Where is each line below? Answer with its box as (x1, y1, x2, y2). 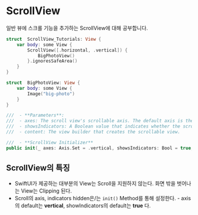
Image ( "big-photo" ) (27, 90, 75, 97)
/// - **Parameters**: (6, 112, 65, 119)
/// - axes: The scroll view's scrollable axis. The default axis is (6, 118, 183, 124)
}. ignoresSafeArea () (27, 58, 78, 64)
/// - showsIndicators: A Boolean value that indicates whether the (6, 123, 181, 129)
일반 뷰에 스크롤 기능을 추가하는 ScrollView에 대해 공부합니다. (6, 24, 148, 31)
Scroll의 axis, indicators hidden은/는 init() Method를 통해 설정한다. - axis (14, 194, 192, 201)
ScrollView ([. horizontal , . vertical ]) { (27, 47, 128, 53)
